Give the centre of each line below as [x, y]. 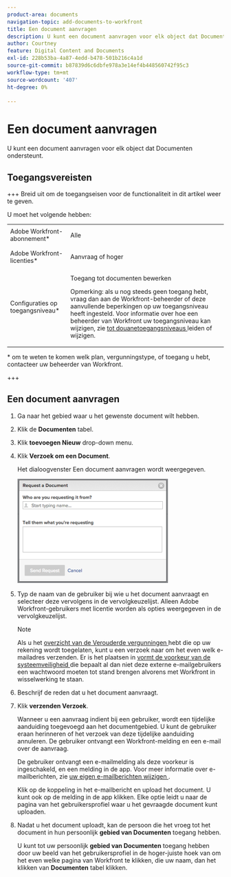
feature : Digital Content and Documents [66, 51]
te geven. [21, 201]
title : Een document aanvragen [52, 29]
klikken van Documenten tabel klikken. [72, 867]
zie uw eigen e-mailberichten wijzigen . [115, 776]
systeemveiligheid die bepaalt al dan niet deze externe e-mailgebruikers [119, 664]
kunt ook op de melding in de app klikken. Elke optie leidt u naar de [112, 797]
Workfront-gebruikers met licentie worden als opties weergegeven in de [119, 609]
